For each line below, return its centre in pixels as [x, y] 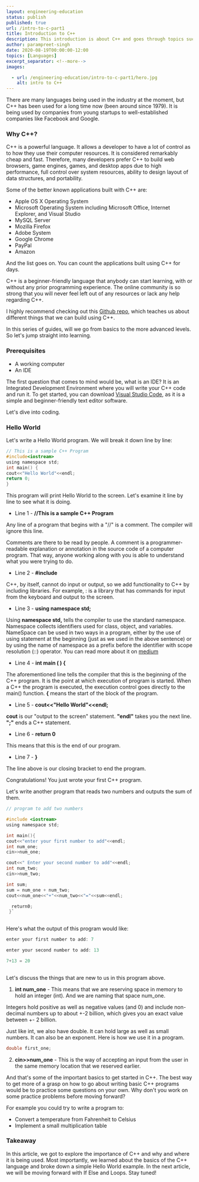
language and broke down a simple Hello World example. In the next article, [98, 1166]
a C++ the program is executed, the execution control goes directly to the [96, 687]
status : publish [26, 17]
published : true [26, 23]
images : [16, 67]
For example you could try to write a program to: [65, 1108]
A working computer [40, 364]
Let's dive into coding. [33, 412]
